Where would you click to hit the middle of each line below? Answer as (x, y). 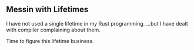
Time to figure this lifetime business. (50, 41)
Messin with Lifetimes (47, 10)
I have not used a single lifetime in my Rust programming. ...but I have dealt (97, 23)
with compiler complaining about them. (53, 30)
